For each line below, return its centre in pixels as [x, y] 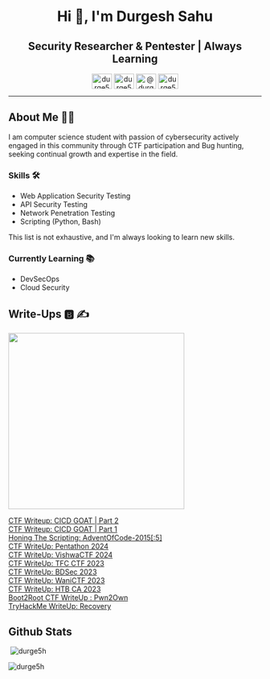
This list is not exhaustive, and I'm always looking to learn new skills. [122, 238]
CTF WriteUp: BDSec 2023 [53, 572]
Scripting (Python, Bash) [61, 222]
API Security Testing [54, 205]
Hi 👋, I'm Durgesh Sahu [135, 17]
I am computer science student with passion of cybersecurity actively [124, 137]
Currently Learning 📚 [51, 259]
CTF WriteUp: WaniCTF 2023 [57, 581]
